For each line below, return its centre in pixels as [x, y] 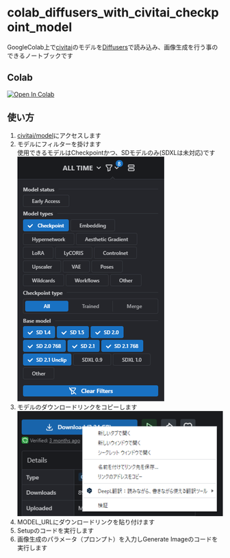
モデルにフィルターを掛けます [59, 144]
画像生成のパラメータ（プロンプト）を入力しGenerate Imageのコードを [117, 539]
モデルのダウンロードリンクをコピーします [77, 407]
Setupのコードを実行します [55, 531]
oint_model [40, 27]
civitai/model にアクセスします [59, 135]
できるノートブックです [40, 56]
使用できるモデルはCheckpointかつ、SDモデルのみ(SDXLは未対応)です [116, 152]
